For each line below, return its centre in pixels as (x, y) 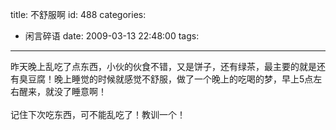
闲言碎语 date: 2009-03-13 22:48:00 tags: (112, 36)
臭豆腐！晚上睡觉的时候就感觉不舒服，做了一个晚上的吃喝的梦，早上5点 (166, 79)
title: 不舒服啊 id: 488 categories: (78, 14)
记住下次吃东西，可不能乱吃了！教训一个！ (98, 114)
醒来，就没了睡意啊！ (62, 91)
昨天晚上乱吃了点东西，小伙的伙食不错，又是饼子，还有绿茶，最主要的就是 (163, 66)
